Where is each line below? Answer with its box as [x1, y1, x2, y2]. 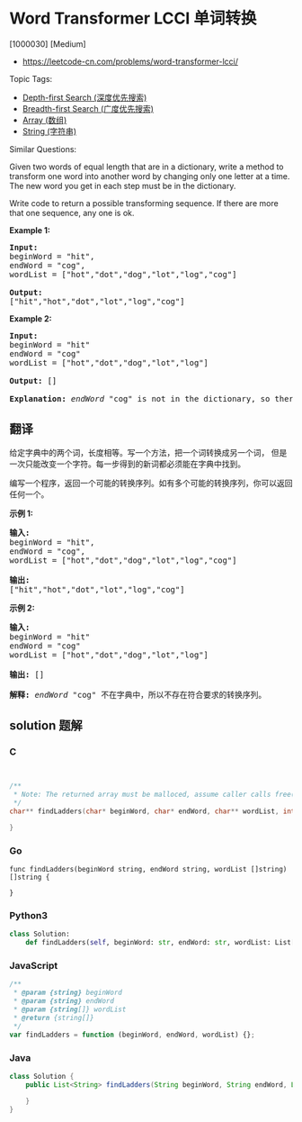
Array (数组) [22, 114, 67, 125]
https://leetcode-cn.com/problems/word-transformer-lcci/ [22, 56, 238, 67]
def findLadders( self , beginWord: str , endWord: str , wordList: [25, 938, 271, 947]
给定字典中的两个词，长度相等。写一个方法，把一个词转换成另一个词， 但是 [9, 447, 288, 457]
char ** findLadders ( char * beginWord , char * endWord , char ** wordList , [9, 807, 280, 816]
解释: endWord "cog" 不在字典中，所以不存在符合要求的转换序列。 [9, 690, 267, 700]
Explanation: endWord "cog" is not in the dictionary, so [9, 394, 271, 403]
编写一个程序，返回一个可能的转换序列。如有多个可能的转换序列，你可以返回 [9, 477, 293, 488]
